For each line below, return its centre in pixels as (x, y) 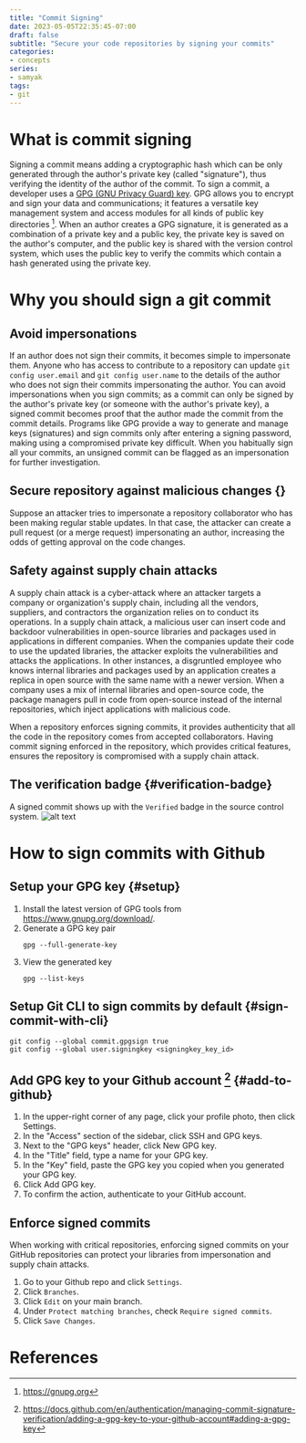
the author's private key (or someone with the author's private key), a (139, 404)
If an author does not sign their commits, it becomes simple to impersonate (150, 356)
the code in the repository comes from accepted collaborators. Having (142, 737)
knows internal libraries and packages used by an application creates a (143, 670)
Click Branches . (51, 1291)
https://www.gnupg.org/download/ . (89, 918)
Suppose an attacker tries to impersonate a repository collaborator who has (151, 513)
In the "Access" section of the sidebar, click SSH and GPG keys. (142, 1136)
